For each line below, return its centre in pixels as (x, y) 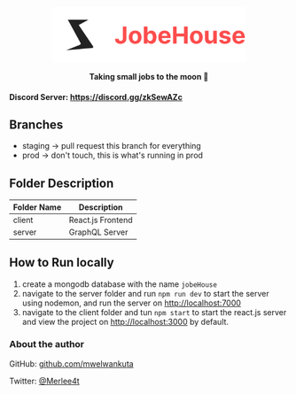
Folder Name (37, 207)
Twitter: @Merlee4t (44, 381)
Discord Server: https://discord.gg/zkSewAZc (96, 97)
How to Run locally (62, 263)
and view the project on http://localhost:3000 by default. (125, 321)
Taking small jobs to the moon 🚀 (149, 77)
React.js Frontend (101, 220)
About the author (47, 344)
